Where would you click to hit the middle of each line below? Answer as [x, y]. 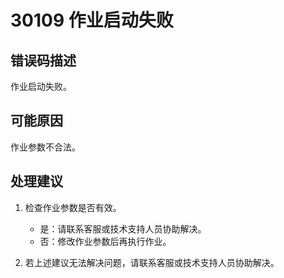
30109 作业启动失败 [92, 20]
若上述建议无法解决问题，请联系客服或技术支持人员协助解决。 [152, 262]
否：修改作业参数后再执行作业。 [105, 241]
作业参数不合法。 [45, 147]
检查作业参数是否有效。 [73, 207]
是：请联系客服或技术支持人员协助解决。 [123, 228]
